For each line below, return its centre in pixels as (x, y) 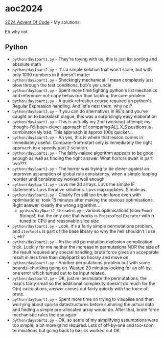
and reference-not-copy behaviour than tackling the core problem (79, 95)
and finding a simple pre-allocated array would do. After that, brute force (85, 310)
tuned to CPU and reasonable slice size (59, 221)
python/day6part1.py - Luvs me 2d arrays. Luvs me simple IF (73, 184)
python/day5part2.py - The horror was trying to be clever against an (81, 169)
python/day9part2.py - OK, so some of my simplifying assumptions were (85, 320)
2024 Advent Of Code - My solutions (42, 22)
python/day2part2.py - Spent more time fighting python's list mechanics (85, 90)
